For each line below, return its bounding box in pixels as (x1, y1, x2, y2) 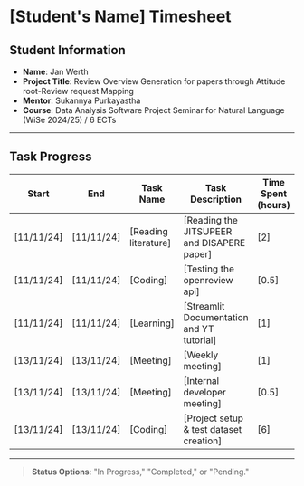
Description (189, 193, 242, 205)
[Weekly (183, 348, 219, 361)
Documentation (183, 310, 249, 323)
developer (183, 386, 226, 398)
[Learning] (129, 317, 175, 329)
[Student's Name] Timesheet (9, 6, 233, 27)
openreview (183, 273, 233, 286)
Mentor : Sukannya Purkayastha (22, 95, 141, 106)
